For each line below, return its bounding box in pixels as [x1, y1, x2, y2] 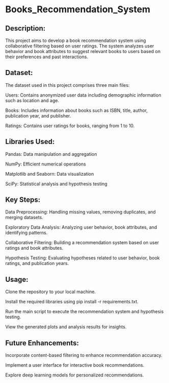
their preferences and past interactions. [5, 54, 88, 60]
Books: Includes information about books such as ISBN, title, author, [5, 107, 148, 113]
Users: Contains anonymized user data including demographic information [5, 92, 161, 98]
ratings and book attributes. [5, 245, 64, 251]
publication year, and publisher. [5, 112, 71, 118]
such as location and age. [5, 97, 60, 103]
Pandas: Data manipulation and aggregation [5, 151, 97, 157]
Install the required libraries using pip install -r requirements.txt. [5, 299, 139, 305]
